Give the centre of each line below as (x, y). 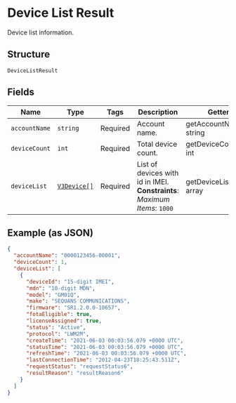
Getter (218, 112)
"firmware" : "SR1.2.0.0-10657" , (73, 308)
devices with (158, 173)
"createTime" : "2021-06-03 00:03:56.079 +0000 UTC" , (105, 341)
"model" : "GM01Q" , (53, 295)
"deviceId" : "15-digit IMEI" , (70, 282)
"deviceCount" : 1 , (41, 262)
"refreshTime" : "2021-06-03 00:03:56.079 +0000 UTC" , (106, 354)
